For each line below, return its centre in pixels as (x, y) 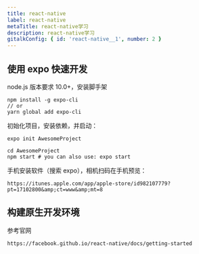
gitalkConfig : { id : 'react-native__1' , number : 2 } (84, 39)
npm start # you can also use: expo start (69, 157)
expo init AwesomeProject (44, 139)
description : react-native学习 (51, 33)
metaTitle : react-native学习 (48, 26)
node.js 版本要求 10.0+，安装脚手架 (57, 86)
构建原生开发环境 (43, 212)
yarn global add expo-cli (44, 112)
